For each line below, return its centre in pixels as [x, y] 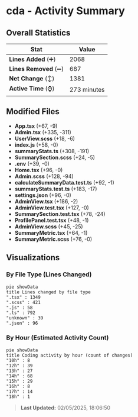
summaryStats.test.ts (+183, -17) [56, 189]
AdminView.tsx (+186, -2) [46, 201]
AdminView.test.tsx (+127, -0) [52, 208]
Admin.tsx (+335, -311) [43, 132]
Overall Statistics [38, 33]
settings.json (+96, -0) [43, 195]
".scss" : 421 [24, 302]
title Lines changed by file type [49, 292]
